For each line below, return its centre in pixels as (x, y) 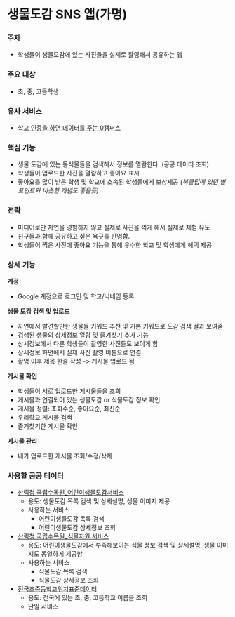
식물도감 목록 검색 (63, 571)
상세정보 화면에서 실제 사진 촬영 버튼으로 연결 (79, 352)
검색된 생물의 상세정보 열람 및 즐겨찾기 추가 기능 (83, 335)
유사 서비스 (25, 111)
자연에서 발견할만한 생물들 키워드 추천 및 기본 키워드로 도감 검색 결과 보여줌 (120, 326)
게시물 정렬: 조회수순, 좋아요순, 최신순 (69, 409)
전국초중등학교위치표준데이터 (57, 589)
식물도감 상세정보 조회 (69, 580)
